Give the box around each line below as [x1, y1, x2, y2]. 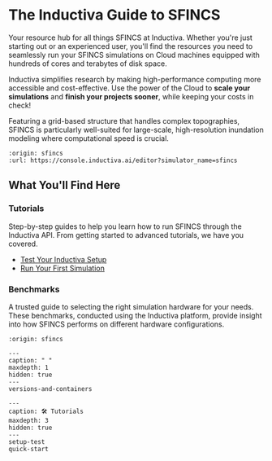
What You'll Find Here [8, 178, 121, 192]
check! [8, 100, 32, 110]
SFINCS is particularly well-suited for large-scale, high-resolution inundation [8, 125, 264, 134]
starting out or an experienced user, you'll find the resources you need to [8, 41, 253, 50]
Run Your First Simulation [19, 263, 106, 273]
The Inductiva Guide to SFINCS [8, 6, 221, 24]
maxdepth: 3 [8, 416, 49, 424]
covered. [8, 239, 38, 248]
